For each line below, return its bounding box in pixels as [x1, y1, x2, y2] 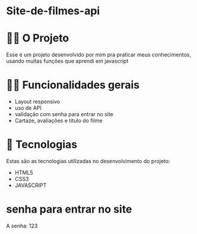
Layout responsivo [14, 98, 61, 105]
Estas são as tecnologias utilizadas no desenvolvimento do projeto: [6, 158, 170, 164]
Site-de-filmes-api [6, 4, 100, 18]
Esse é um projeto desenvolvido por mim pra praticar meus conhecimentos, [6, 51, 192, 58]
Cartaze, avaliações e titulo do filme [14, 117, 103, 124]
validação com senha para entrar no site [14, 111, 114, 118]
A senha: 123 [6, 222, 38, 229]
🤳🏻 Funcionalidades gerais [6, 79, 140, 92]
